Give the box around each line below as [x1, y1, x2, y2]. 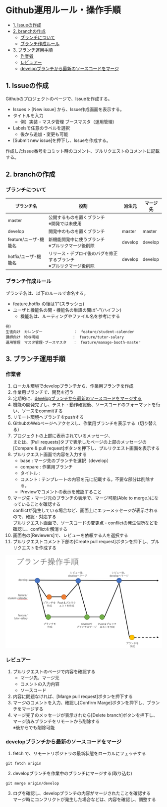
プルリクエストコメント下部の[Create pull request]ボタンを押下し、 [12, 539, 151, 545]
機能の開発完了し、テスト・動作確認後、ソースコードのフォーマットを [12, 402, 157, 408]
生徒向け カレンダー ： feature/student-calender [5, 329, 134, 334]
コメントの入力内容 [20, 681, 60, 687]
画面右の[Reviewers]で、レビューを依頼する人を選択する [12, 532, 128, 538]
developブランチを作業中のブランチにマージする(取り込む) [12, 770, 133, 777]
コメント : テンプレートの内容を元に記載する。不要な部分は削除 [20, 476, 150, 482]
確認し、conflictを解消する [12, 526, 68, 532]
